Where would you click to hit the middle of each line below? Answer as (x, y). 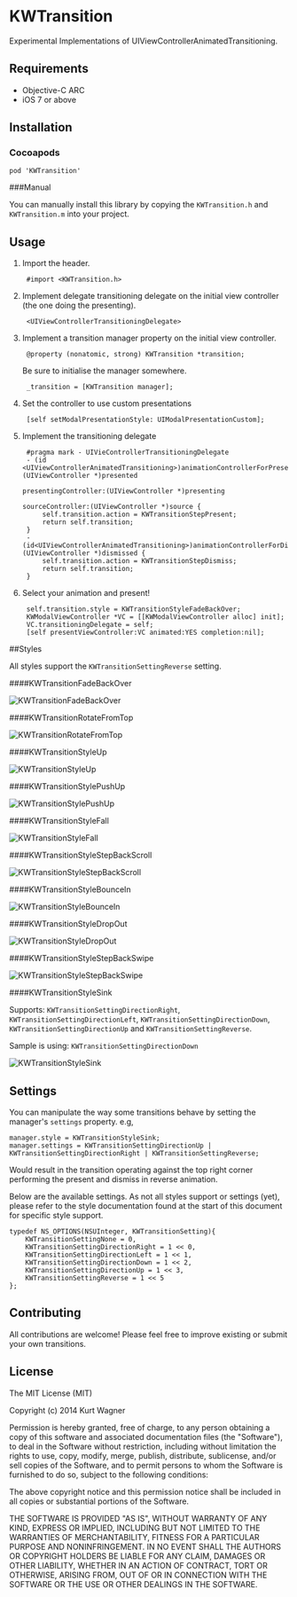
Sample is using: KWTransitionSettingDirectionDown (104, 1046)
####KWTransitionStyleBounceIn (70, 889)
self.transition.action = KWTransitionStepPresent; (140, 515)
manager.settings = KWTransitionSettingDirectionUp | (111, 1146)
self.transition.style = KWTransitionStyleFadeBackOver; (133, 609)
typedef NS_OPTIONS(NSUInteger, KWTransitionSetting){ (113, 1232)
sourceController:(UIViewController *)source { (111, 507)
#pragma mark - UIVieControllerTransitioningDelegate (128, 453)
